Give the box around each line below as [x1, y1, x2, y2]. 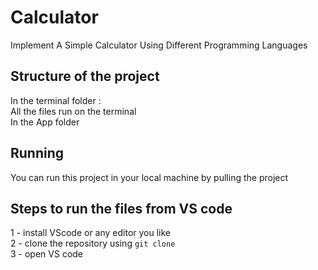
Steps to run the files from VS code [10, 200, 233, 217]
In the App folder [10, 116, 80, 128]
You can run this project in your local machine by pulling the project [10, 171, 289, 183]
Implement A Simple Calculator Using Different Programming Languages [10, 39, 308, 51]
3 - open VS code [10, 248, 84, 260]
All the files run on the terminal [10, 105, 137, 117]
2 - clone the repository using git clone [10, 237, 176, 250]
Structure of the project [10, 68, 160, 85]
